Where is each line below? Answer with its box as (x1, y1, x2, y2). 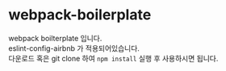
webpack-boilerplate (8, 6, 152, 24)
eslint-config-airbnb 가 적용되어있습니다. (8, 43, 140, 53)
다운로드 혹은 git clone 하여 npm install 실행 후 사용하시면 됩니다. (8, 53, 219, 63)
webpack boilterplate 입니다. (8, 33, 103, 43)
